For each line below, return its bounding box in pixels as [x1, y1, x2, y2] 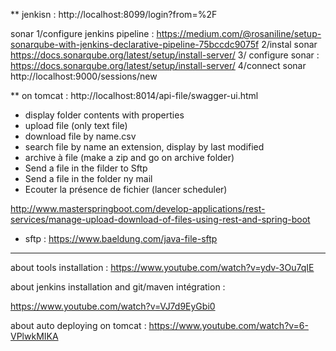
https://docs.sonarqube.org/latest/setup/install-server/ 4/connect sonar [10, 60, 307, 71]
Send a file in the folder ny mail [24, 173, 153, 184]
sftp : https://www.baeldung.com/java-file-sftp [24, 233, 218, 244]
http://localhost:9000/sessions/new [10, 70, 158, 82]
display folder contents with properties [24, 109, 185, 121]
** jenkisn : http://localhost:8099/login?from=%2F [10, 9, 218, 20]
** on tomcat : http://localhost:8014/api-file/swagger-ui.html [10, 90, 259, 101]
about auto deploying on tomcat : [10, 320, 147, 331]
